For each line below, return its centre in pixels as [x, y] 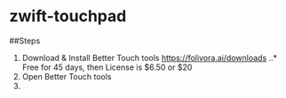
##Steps [25, 41]
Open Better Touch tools [67, 76]
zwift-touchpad [68, 16]
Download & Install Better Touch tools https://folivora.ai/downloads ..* [150, 57]
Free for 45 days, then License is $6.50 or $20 [107, 67]
